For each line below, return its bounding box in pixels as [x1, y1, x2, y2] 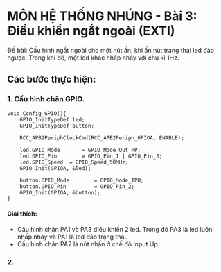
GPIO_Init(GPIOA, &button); [19, 189, 100, 196]
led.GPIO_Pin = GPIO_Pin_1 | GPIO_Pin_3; [19, 153, 163, 160]
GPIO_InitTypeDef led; [19, 116, 85, 123]
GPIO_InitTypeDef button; [19, 122, 95, 129]
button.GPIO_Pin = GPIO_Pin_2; [19, 182, 135, 190]
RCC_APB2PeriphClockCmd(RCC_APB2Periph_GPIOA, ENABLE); [19, 134, 185, 142]
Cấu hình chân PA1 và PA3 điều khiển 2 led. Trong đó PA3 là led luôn [17, 225, 213, 233]
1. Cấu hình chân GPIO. [7, 94, 85, 104]
